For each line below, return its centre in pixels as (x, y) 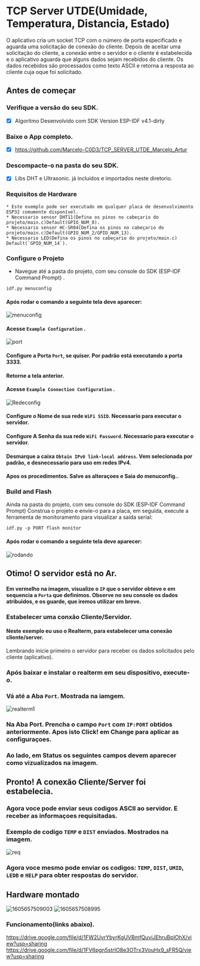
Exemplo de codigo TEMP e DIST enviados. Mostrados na (87, 832)
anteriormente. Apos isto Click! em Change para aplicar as (93, 731)
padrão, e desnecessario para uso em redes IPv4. (69, 462)
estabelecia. (30, 791)
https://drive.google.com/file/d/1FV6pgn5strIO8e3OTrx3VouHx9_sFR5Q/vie (99, 950)
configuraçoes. (29, 739)
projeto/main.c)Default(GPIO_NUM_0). (53, 222)
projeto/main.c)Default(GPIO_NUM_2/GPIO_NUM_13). (69, 233)
